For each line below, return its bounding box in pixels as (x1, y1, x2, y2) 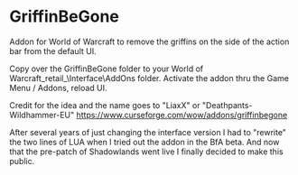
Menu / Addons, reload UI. (9, 82, 107, 93)
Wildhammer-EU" (9, 109, 75, 120)
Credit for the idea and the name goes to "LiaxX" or (9, 99, 200, 110)
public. (9, 155, 35, 166)
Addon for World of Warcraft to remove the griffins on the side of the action (9, 36, 290, 47)
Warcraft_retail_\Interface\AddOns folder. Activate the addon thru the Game (9, 72, 289, 83)
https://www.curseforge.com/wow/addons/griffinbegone (76, 109, 288, 120)
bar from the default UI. (9, 45, 97, 56)
